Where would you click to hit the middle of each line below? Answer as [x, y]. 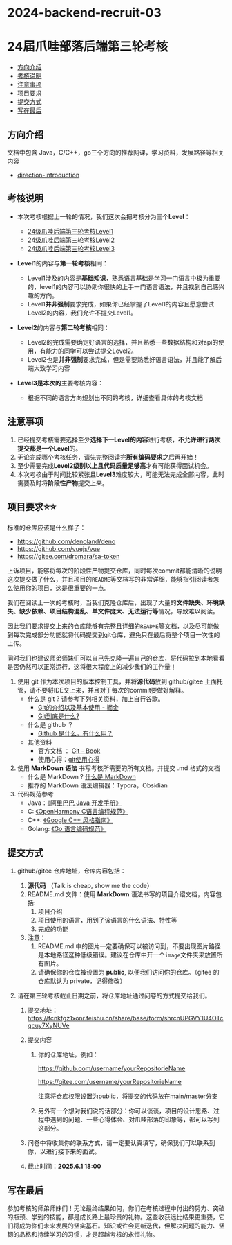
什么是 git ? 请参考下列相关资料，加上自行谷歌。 [96, 699]
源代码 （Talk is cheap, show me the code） [90, 886]
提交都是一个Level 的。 [49, 448]
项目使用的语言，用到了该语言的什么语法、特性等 [107, 921]
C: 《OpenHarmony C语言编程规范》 [78, 812]
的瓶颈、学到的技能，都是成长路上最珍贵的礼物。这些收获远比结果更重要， [113, 1217]
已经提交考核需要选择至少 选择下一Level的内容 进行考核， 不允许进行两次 [119, 439]
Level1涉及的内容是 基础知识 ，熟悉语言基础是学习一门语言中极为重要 [124, 278]
